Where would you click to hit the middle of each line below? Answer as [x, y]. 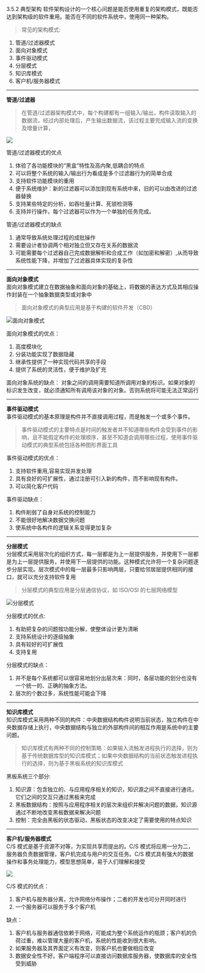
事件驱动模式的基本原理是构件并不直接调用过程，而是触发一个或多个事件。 [100, 416]
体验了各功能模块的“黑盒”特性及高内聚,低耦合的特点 [80, 165]
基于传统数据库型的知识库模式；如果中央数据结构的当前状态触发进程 [107, 756]
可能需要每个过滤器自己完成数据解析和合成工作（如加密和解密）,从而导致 [107, 253]
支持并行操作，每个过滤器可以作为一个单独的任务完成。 [85, 211]
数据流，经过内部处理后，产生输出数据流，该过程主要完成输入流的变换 [110, 120]
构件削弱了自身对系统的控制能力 [55, 512]
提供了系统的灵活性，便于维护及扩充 [61, 370]
